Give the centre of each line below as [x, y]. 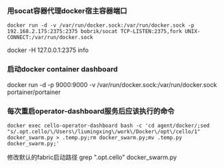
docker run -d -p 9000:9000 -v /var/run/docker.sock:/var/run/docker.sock [112, 84]
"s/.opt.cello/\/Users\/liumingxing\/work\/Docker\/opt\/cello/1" [104, 132]
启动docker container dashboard [63, 69]
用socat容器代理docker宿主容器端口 [67, 10]
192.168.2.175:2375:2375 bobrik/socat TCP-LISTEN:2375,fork [95, 32]
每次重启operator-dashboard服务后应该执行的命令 [91, 111]
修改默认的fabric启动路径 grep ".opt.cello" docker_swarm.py [92, 157]
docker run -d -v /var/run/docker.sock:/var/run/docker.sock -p [101, 25]
